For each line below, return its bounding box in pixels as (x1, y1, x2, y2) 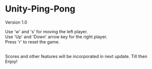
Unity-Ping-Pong (5, 3, 76, 14)
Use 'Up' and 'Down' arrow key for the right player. (5, 34, 108, 40)
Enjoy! (5, 58, 18, 64)
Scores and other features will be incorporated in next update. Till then (5, 53, 148, 59)
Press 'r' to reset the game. (5, 39, 60, 44)
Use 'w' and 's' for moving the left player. (5, 28, 88, 34)
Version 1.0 (5, 19, 27, 25)
